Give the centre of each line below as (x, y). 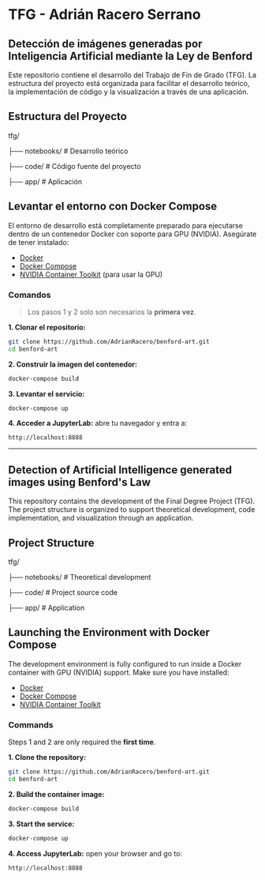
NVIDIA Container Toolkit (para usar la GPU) (91, 274)
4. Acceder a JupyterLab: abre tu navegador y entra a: (98, 423)
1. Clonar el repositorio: (47, 327)
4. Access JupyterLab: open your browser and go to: (95, 853)
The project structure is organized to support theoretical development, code (132, 510)
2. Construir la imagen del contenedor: (73, 364)
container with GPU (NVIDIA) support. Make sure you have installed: (119, 672)
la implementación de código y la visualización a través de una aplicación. (128, 92)
